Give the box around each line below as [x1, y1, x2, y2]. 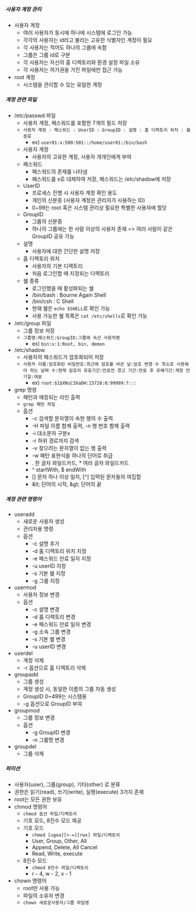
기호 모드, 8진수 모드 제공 [23, 816, 82, 824]
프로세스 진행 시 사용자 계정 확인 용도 [31, 189, 118, 196]
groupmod [14, 706, 40, 714]
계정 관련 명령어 [5, 495, 42, 502]
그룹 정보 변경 [23, 714, 55, 721]
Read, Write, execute [31, 850, 83, 857]
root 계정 [14, 73, 36, 80]
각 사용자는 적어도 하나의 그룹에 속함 [23, 43, 107, 51]
